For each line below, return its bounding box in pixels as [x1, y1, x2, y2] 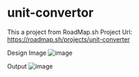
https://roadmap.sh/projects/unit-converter [7, 35, 130, 43]
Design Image [7, 49, 47, 57]
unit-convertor [7, 5, 94, 21]
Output [7, 62, 27, 70]
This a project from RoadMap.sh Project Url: [7, 28, 133, 36]
